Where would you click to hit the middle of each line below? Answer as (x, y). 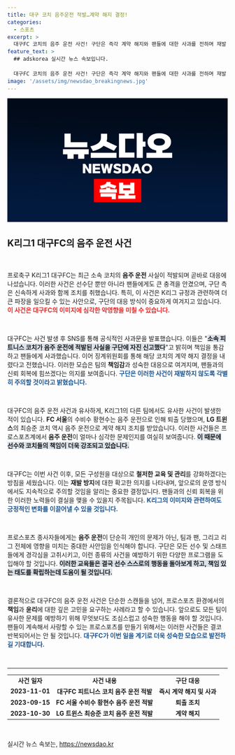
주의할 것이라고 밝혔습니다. (51, 382)
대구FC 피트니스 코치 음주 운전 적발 (105, 691)
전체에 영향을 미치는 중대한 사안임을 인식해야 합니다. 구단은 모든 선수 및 (111, 546)
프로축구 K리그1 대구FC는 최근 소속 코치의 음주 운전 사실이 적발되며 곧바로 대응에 (117, 275)
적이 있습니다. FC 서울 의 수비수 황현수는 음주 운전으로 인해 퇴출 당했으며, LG (111, 419)
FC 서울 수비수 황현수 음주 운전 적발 (104, 703)
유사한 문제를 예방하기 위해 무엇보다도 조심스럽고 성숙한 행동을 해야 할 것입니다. (115, 618)
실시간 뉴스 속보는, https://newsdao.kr (60, 744)
